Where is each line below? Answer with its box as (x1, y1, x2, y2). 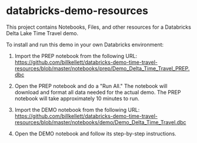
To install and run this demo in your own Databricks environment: (6, 41, 164, 48)
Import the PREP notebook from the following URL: (14, 52, 138, 59)
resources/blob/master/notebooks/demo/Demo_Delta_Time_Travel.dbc (14, 118, 186, 125)
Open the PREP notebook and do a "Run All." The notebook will (14, 82, 168, 89)
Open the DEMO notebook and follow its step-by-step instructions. (14, 130, 176, 137)
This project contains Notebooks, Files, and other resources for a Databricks (6, 23, 191, 30)
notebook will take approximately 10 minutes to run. (14, 95, 139, 102)
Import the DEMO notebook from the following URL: (14, 106, 140, 113)
